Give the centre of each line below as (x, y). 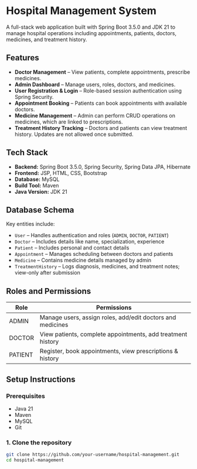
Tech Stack (27, 153)
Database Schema (40, 210)
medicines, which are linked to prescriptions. (69, 122)
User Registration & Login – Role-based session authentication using (98, 90)
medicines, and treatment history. (47, 39)
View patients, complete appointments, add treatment (113, 334)
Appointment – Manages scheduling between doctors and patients (94, 254)
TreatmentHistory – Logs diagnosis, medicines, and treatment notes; (97, 266)
